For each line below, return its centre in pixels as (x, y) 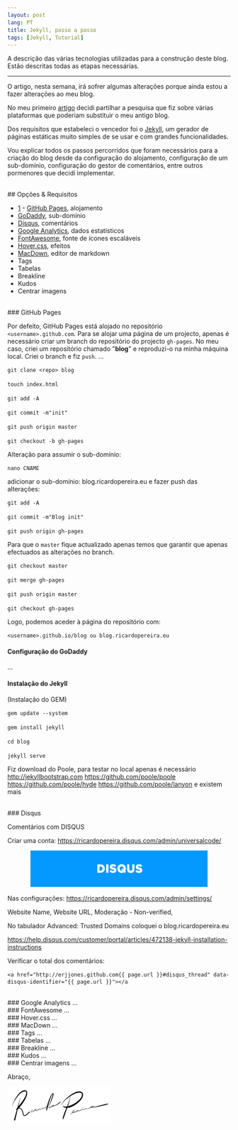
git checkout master (38, 566)
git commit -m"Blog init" (45, 517)
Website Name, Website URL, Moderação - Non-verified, (90, 912)
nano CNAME (23, 469)
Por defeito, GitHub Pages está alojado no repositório (85, 326)
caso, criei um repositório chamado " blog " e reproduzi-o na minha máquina (118, 349)
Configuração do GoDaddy (48, 651)
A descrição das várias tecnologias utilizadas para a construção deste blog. (118, 59)
